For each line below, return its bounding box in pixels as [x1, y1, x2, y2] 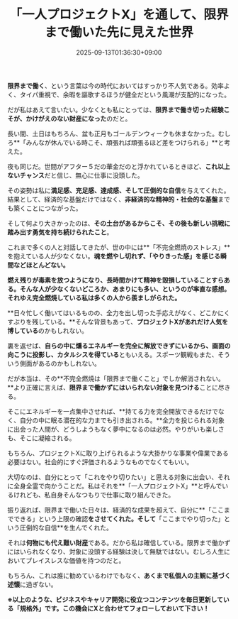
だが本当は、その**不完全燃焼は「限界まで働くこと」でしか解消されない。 [7, 374, 225, 383]
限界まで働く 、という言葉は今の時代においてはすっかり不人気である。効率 [7, 81, 225, 89]
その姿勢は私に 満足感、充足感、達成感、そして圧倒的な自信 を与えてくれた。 [7, 186, 230, 195]
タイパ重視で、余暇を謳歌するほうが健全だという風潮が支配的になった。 [19, 90, 231, 99]
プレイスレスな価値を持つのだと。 [25, 556, 125, 564]
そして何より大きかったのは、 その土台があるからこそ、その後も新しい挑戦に [7, 219, 231, 227]
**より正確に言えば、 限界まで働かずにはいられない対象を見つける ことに [7, 383, 218, 391]
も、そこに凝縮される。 [7, 434, 76, 442]
